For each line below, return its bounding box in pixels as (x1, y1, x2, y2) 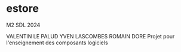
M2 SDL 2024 (6, 21, 41, 28)
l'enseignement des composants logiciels (6, 39, 109, 46)
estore (6, 2, 39, 15)
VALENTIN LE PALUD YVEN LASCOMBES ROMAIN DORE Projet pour (6, 32, 175, 40)
